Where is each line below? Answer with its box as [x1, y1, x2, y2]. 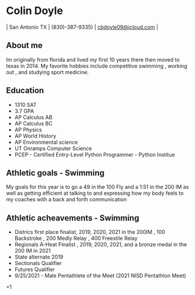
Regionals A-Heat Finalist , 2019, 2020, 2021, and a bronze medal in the [14, 241, 187, 248]
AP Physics [14, 126, 42, 133]
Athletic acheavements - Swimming [6, 213, 139, 223]
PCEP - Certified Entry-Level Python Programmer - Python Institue [14, 151, 175, 158]
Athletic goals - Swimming [6, 168, 105, 178]
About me [6, 40, 43, 50]
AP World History [14, 132, 57, 139]
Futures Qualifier [14, 266, 55, 273]
